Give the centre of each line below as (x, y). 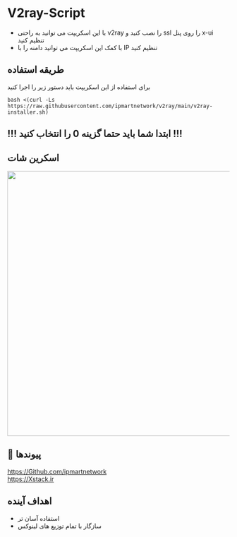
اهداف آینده (30, 501)
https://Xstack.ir (31, 479)
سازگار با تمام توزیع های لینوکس (60, 526)
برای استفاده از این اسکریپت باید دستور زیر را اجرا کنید (79, 87)
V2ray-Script (47, 13)
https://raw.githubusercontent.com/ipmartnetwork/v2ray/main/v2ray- (110, 106)
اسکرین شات (34, 158)
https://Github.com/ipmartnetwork (57, 471)
